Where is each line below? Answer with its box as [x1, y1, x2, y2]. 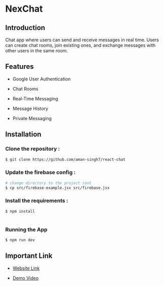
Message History [12, 105, 49, 111]
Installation [5, 130, 42, 139]
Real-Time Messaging [12, 95, 58, 102]
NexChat [5, 3, 43, 15]
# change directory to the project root [5, 180, 92, 186]
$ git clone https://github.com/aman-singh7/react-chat [5, 157, 126, 162]
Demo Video [12, 275, 39, 281]
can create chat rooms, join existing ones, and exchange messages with [5, 42, 156, 48]
